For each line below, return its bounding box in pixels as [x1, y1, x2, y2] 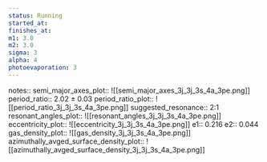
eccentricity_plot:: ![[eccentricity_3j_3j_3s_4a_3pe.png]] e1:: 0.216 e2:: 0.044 [8, 119, 259, 128]
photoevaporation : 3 [8, 64, 78, 72]
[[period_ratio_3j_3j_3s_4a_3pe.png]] [8, 102, 129, 112]
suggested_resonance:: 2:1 [130, 102, 219, 112]
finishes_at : [8, 26, 52, 34]
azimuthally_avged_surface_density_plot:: [8, 136, 144, 146]
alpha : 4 [8, 57, 38, 65]
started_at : [8, 19, 48, 27]
